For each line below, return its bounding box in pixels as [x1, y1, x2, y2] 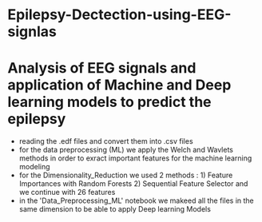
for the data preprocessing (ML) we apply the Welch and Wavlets [18, 145, 233, 155]
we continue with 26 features [18, 188, 116, 197]
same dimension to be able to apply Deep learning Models [18, 204, 211, 214]
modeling [18, 162, 50, 172]
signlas [7, 22, 57, 41]
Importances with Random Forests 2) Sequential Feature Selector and [18, 179, 248, 188]
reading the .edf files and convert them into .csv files [18, 137, 193, 146]
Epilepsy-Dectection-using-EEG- [7, 6, 232, 24]
